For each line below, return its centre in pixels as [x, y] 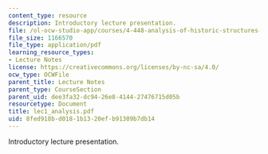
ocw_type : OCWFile [39, 75]
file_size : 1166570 [41, 38]
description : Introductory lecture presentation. [93, 23]
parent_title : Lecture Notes [57, 82]
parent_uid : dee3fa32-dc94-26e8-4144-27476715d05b [94, 97]
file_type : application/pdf [55, 45]
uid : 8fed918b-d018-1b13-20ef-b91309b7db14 [82, 119]
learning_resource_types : [51, 52]
